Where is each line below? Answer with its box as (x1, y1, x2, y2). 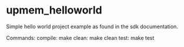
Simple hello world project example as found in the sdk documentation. (6, 23, 178, 30)
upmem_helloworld (6, 4, 102, 17)
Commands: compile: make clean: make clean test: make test (6, 34, 155, 41)
